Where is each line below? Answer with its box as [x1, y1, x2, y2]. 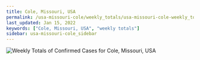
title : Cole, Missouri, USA [6, 8, 76, 15]
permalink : [6, 14, 33, 20]
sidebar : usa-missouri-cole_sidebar [6, 31, 97, 37]
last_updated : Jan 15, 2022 [6, 20, 76, 26]
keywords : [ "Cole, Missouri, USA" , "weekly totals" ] [6, 25, 140, 31]
